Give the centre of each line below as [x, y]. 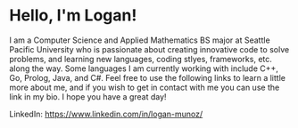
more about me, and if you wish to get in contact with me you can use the [145, 87]
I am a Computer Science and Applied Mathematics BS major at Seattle [140, 40]
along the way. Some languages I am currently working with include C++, [144, 68]
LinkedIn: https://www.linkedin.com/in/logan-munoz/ [106, 114]
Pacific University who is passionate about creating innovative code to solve [149, 49]
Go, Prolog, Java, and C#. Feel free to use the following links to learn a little [147, 77]
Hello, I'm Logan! [73, 16]
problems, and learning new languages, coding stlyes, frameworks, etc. [141, 59]
